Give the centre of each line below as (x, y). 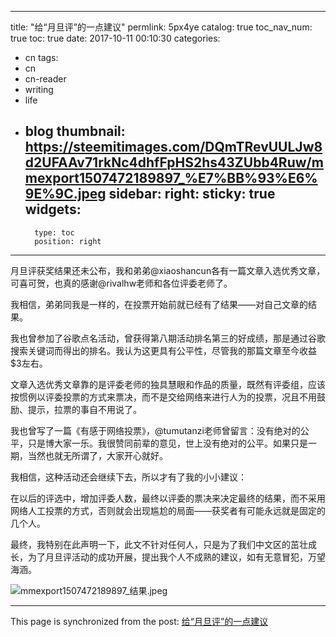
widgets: (53, 209)
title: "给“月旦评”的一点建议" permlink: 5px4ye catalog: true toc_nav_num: (161, 27)
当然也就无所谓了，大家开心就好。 (97, 455)
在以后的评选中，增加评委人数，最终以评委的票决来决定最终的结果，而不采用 (168, 498)
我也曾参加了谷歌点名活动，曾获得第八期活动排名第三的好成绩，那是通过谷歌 (168, 338)
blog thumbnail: (75, 131)
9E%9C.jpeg (65, 194)
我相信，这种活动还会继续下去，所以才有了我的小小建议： (128, 477)
